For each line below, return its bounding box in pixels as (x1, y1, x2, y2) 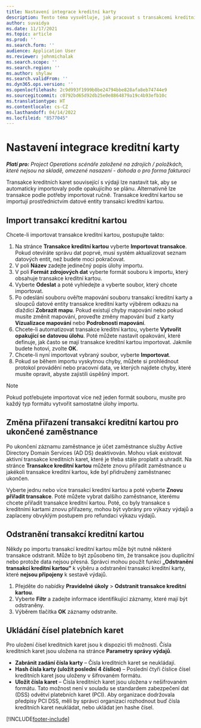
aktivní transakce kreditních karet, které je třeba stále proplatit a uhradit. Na (6, 455, 192, 463)
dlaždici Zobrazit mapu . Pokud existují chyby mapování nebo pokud (14, 307, 184, 314)
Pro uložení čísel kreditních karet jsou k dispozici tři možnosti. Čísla (6, 641, 172, 649)
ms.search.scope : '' (6, 59, 58, 65)
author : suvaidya (6, 20, 50, 26)
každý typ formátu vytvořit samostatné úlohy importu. (6, 400, 139, 407)
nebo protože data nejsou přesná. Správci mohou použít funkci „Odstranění (6, 558, 194, 565)
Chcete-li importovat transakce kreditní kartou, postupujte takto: (6, 231, 165, 238)
